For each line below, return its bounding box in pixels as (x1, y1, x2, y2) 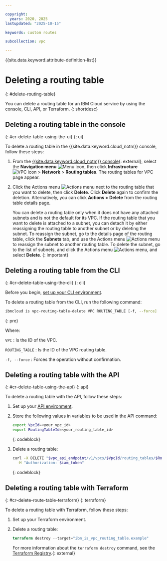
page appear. (12, 174, 40, 180)
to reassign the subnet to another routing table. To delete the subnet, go (12, 241, 161, 247)
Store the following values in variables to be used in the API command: (12, 413, 158, 419)
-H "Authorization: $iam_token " (17, 460, 84, 465)
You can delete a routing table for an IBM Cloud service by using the (5, 101, 146, 107)
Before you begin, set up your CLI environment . (5, 289, 103, 295)
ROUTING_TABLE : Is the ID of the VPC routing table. (5, 346, 107, 352)
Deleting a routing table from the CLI (5, 267, 120, 275)
